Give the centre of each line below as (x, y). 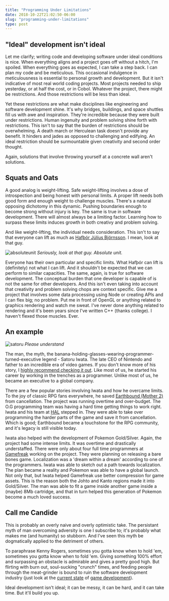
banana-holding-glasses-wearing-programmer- (104, 354)
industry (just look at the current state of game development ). (69, 578)
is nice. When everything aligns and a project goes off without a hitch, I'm (82, 62)
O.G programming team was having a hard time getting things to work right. (83, 407)
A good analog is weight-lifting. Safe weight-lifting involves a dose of (77, 190)
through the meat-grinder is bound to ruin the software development (76, 572)
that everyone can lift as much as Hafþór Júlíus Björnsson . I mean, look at (82, 237)
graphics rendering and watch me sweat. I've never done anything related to (84, 305)
